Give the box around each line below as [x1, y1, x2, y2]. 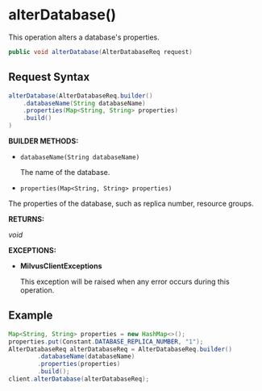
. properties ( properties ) [37, 360, 121, 368]
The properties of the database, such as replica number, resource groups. [8, 199, 254, 208]
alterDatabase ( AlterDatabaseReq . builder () [8, 91, 153, 100]
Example [8, 309, 53, 322]
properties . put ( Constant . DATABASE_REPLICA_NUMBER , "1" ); [8, 337, 204, 346]
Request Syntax [8, 70, 90, 84]
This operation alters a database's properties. [8, 32, 160, 42]
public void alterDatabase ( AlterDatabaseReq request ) [8, 48, 193, 56]
